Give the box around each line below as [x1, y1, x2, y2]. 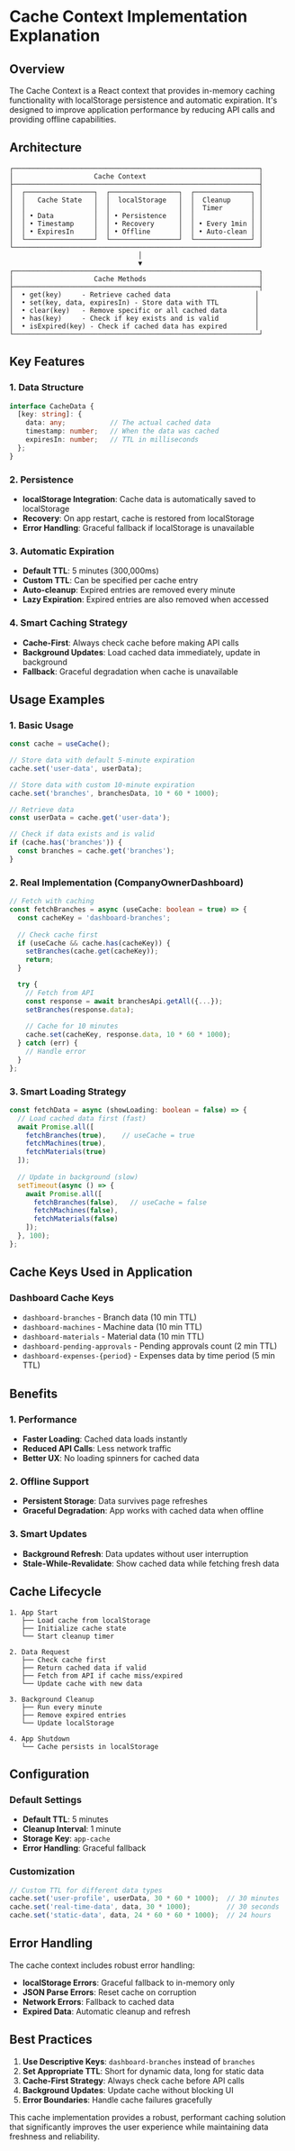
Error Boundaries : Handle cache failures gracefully [22, 2094, 213, 2105]
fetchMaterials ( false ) [32, 1214, 119, 1223]
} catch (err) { [17, 1039, 78, 1048]
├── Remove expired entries [21, 1710, 127, 1719]
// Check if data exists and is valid [9, 829, 155, 839]
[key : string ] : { [17, 410, 83, 419]
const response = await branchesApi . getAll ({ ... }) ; [25, 996, 223, 1006]
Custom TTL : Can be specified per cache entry [22, 575, 199, 586]
